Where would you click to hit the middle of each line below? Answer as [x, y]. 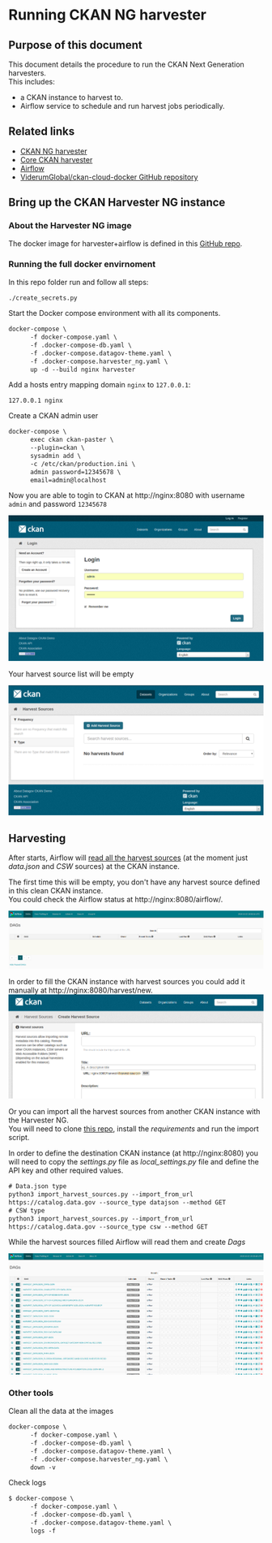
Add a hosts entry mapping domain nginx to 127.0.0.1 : [100, 384]
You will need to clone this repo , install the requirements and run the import [134, 1129]
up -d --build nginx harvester [83, 370]
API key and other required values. [66, 1170]
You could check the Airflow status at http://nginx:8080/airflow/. [116, 900]
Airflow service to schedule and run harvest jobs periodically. [122, 106]
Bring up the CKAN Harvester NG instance [117, 203]
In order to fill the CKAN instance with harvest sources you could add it [127, 981]
